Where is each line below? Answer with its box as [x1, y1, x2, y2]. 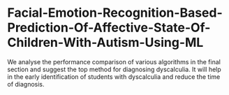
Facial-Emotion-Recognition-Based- [7, 5, 223, 21]
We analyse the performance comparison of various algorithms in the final [7, 57, 221, 66]
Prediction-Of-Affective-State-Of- [7, 20, 211, 36]
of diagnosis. [7, 80, 45, 88]
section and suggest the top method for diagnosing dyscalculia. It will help [7, 65, 221, 73]
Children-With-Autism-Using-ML [7, 35, 204, 50]
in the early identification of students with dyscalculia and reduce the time [7, 72, 221, 81]
